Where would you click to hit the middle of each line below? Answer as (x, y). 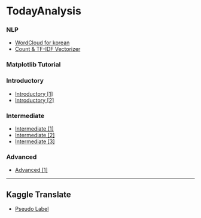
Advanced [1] (31, 170)
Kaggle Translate (39, 194)
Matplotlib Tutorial (33, 65)
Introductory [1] (34, 93)
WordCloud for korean (42, 43)
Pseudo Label (32, 209)
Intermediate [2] (35, 135)
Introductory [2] (34, 100)
